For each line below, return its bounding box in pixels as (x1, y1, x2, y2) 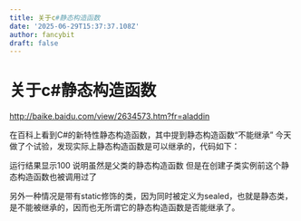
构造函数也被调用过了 (16, 171, 97, 182)
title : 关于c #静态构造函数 (9, 13, 101, 23)
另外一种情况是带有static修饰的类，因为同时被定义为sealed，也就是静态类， (9, 191, 293, 202)
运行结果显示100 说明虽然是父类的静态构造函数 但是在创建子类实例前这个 (9, 160, 282, 171)
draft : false (9, 38, 59, 48)
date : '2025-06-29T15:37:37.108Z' (9, 22, 141, 31)
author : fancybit (9, 30, 75, 39)
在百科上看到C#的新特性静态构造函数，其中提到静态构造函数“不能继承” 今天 (9, 130, 292, 140)
